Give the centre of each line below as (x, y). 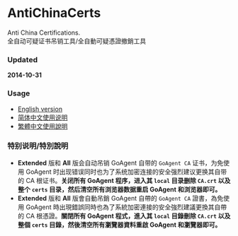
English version (40, 109)
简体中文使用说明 (42, 117)
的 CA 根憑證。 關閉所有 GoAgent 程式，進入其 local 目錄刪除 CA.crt (117, 216)
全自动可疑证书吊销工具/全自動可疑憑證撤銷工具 (77, 41)
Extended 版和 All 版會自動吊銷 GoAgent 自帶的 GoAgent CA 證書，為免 (120, 198)
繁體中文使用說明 (42, 126)
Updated (22, 59)
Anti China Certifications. (44, 33)
